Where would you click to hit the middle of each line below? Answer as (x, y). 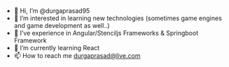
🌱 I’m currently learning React (57, 48)
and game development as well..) (62, 25)
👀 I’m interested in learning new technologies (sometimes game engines (118, 18)
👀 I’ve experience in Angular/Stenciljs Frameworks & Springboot (106, 33)
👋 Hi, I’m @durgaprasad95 (52, 11)
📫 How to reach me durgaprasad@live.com (77, 55)
